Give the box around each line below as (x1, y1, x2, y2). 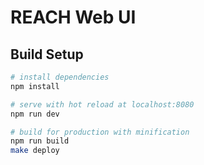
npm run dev (10, 109, 60, 119)
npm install (10, 81, 60, 91)
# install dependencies (10, 72, 110, 82)
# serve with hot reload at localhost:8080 (10, 99, 195, 110)
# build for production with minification (10, 127, 190, 137)
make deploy (10, 146, 60, 156)
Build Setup (10, 46, 84, 63)
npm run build (10, 136, 70, 146)
